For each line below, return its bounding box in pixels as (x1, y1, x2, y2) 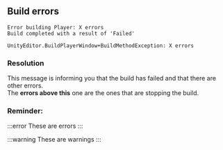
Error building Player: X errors (7, 24, 104, 31)
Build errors (7, 6, 60, 17)
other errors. (7, 81, 44, 90)
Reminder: (7, 106, 44, 116)
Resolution (7, 58, 44, 68)
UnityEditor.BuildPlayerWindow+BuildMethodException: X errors (7, 42, 195, 49)
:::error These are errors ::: (7, 122, 83, 131)
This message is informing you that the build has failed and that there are (7, 74, 217, 83)
